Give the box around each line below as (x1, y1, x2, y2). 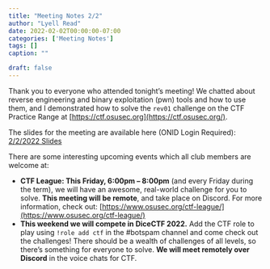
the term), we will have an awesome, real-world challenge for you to (19, 184, 247, 194)
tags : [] (8, 42, 38, 50)
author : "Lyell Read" (8, 19, 82, 27)
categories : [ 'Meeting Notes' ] (8, 34, 114, 43)
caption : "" (8, 49, 49, 57)
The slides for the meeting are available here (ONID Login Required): (8, 127, 236, 137)
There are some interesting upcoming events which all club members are (8, 151, 251, 162)
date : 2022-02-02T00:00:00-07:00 (8, 27, 121, 35)
